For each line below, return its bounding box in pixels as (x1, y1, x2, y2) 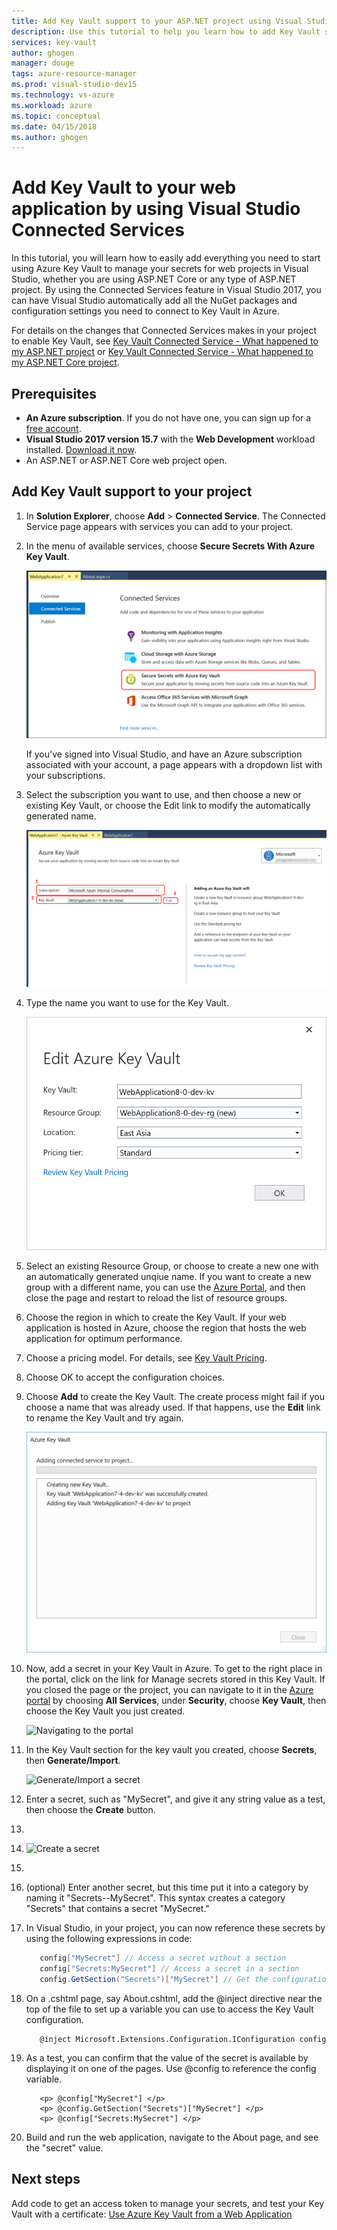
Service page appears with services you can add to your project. (25, 520, 294, 532)
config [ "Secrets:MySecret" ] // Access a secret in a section (39, 1963, 300, 1974)
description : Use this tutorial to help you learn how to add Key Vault (11, 26, 321, 37)
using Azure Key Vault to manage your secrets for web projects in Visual (11, 263, 309, 275)
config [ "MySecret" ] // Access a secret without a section (39, 1953, 287, 1964)
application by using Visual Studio (11, 198, 301, 220)
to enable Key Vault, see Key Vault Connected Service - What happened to (11, 335, 319, 347)
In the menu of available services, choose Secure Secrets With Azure (25, 540, 316, 552)
